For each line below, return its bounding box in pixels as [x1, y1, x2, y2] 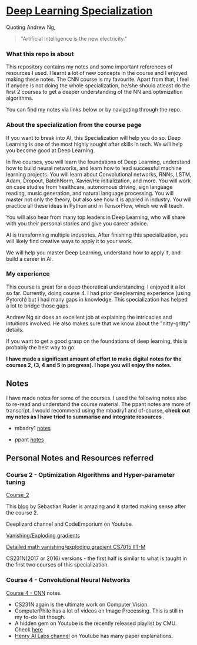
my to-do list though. [14, 613, 66, 620]
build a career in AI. [6, 255, 54, 262]
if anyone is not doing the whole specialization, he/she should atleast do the [6, 82, 191, 89]
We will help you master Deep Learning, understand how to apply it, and [6, 249, 181, 256]
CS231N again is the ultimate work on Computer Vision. [14, 601, 149, 608]
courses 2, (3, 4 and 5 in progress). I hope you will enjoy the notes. [6, 361, 172, 368]
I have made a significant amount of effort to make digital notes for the [6, 355, 182, 362]
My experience [6, 270, 50, 278]
